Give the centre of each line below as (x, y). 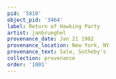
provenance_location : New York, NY (58, 45)
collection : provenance (41, 58)
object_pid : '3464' (35, 20)
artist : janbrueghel (37, 33)
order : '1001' (28, 65)
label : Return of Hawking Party (54, 26)
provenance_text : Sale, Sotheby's (57, 52)
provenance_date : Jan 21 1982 (51, 39)
